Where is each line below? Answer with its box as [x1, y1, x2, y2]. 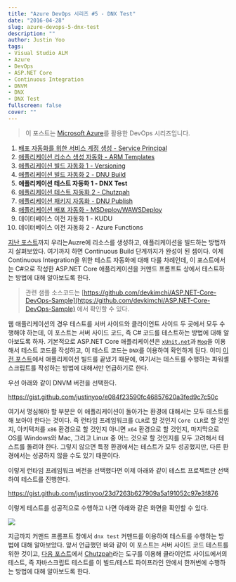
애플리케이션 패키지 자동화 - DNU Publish [18, 197, 133, 205]
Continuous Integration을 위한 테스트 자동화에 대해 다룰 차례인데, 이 [8, 255, 196, 264]
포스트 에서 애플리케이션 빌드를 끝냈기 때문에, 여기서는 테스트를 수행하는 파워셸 [15, 354, 230, 363]
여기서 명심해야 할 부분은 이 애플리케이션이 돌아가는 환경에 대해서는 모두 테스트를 [8, 407, 230, 416]
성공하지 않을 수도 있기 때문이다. [32, 451, 121, 459]
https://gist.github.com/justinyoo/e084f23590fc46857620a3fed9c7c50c [8, 392, 218, 401]
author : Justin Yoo [8, 37, 65, 44]
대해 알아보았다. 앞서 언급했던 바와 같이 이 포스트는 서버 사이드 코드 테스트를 [20, 540, 229, 549]
